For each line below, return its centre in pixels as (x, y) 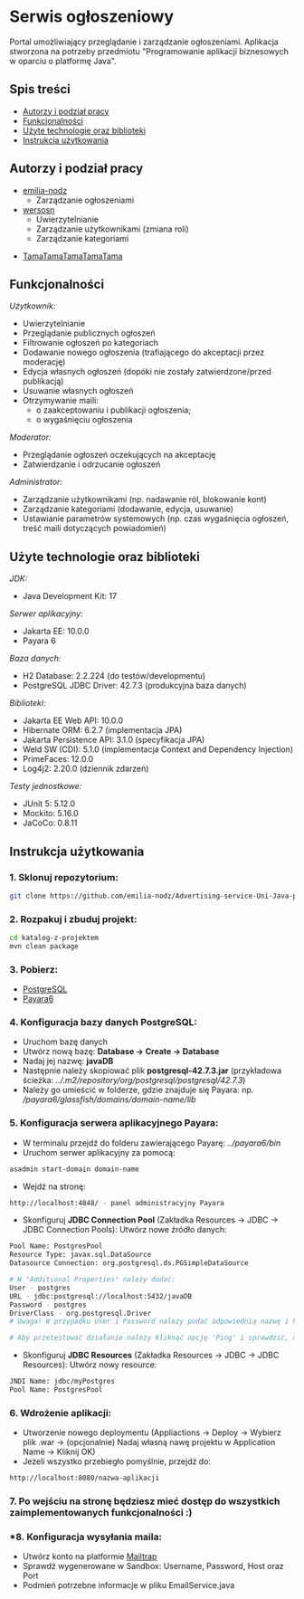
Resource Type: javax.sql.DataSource (81, 1255)
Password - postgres (48, 1305)
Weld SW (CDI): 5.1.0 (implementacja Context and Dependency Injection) (158, 749)
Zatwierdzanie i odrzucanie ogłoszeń (91, 464)
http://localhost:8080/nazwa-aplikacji (85, 1478)
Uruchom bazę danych (65, 1042)
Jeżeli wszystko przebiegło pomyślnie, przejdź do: (116, 1461)
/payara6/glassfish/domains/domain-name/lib (109, 1099)
